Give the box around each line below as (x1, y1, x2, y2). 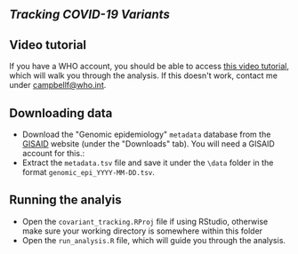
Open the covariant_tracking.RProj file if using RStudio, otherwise (21, 216, 269, 226)
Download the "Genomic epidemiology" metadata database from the (21, 129, 271, 140)
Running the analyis (9, 193, 122, 208)
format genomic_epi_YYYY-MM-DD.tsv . (21, 167, 156, 178)
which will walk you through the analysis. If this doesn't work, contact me (9, 70, 278, 81)
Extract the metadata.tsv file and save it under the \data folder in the (21, 157, 274, 168)
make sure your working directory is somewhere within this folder (21, 226, 263, 236)
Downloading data (9, 106, 113, 121)
